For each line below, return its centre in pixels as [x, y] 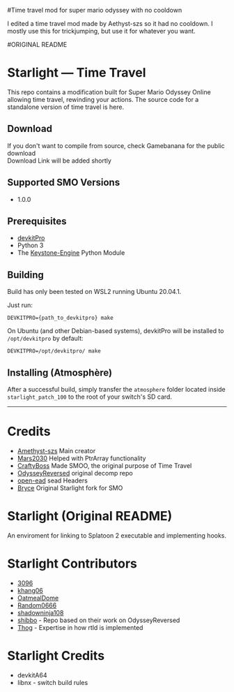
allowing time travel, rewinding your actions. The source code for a [103, 99]
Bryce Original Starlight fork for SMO [70, 487]
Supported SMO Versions [64, 183]
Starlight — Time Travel [77, 73]
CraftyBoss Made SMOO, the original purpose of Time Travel [104, 465]
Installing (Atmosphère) [60, 373]
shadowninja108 [40, 612]
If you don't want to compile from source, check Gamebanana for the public [116, 145]
